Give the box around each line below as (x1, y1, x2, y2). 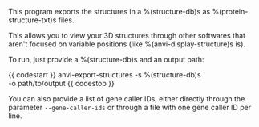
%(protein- (212, 7, 249, 16)
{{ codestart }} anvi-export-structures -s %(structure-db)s (8, 70, 202, 79)
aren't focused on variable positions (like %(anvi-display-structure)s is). (8, 39, 246, 49)
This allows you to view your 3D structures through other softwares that (8, 31, 246, 40)
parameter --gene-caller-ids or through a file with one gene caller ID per (8, 103, 251, 112)
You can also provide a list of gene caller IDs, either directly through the (8, 94, 245, 103)
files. (58, 15, 75, 25)
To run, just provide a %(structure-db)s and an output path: (8, 55, 204, 64)
